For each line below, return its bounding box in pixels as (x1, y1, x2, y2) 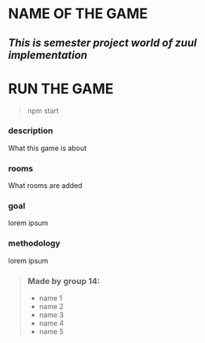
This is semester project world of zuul (8, 36, 197, 50)
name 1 (38, 293, 63, 303)
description (8, 125, 53, 136)
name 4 (38, 319, 64, 327)
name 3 (38, 310, 64, 319)
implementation (8, 48, 88, 61)
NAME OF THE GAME (8, 5, 148, 23)
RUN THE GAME (8, 79, 114, 98)
